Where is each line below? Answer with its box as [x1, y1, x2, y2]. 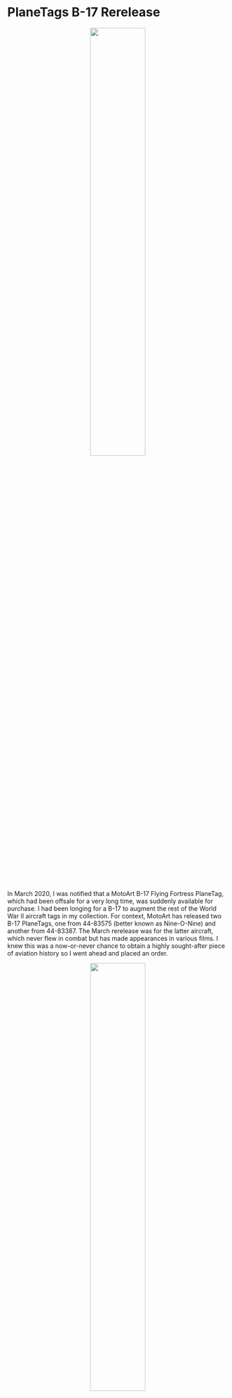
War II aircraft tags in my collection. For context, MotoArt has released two [7, 911, 222, 920]
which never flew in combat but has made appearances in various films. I [7, 934, 219, 942]
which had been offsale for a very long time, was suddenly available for [7, 897, 214, 905]
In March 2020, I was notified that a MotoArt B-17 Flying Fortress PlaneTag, [7, 889, 224, 897]
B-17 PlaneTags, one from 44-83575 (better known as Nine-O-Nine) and [7, 919, 216, 928]
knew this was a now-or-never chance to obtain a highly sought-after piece [7, 942, 226, 950]
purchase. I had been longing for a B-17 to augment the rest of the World [7, 904, 217, 913]
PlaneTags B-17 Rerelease [7, 4, 161, 20]
